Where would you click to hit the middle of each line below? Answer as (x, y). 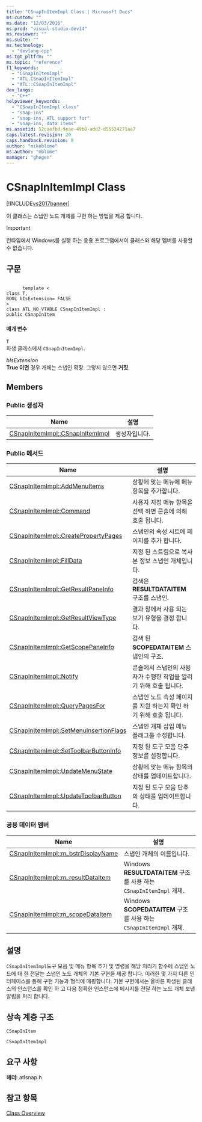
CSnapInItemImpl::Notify (44, 676)
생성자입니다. (133, 434)
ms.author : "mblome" (32, 152)
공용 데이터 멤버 (28, 825)
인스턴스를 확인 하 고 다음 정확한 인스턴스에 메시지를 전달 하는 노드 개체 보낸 (106, 989)
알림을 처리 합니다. (28, 996)
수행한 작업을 (163, 677)
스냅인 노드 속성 (153, 697)
